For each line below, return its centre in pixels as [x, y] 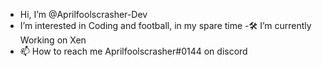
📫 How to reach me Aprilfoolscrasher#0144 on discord [133, 51]
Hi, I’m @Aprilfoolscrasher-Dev [83, 14]
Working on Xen [53, 40]
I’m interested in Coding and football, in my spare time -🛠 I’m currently [165, 25]
